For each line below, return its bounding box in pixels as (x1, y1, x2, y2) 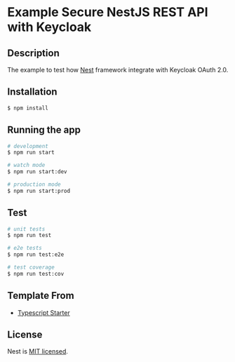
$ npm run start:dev (7, 168, 68, 175)
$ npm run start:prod (7, 187, 71, 194)
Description (7, 47, 60, 59)
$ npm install (7, 105, 49, 112)
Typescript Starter (17, 308, 70, 316)
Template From (7, 290, 75, 302)
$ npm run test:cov (7, 270, 65, 277)
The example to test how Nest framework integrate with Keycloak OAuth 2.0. (7, 66, 229, 74)
